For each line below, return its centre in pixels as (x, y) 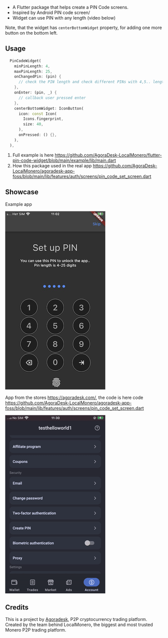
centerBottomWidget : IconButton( (49, 108)
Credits (17, 607)
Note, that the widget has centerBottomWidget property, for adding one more (84, 28)
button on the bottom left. (31, 33)
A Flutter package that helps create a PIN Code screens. (70, 7)
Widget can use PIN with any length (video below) (64, 18)
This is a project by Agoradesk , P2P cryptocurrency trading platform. (76, 619)
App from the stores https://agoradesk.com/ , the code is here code (74, 397)
